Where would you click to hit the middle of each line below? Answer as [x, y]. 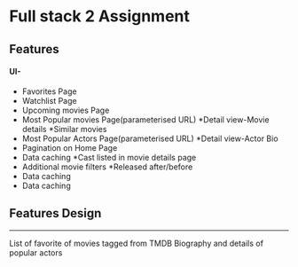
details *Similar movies [64, 129]
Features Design [55, 213]
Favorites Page [49, 91]
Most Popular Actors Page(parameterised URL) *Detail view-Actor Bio [150, 138]
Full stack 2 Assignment [100, 16]
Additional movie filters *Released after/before [107, 167]
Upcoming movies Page [66, 110]
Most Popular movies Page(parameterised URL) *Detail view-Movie [145, 119]
